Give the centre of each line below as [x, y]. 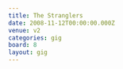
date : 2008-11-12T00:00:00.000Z [61, 23]
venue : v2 [25, 30]
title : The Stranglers [46, 15]
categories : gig [35, 38]
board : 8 [23, 45]
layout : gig [28, 52]
